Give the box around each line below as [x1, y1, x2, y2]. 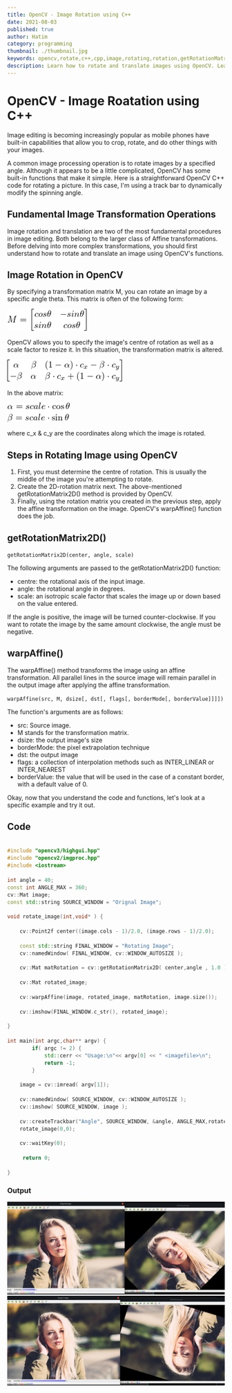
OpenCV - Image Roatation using [7, 93, 200, 109]
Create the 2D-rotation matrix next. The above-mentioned [17, 483, 182, 491]
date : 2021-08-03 [7, 18, 57, 26]
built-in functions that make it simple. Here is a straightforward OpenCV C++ [7, 173, 225, 182]
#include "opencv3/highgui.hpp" [7, 847, 100, 854]
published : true [7, 26, 54, 33]
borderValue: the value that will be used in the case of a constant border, [17, 772, 224, 781]
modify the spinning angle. [7, 188, 83, 197]
